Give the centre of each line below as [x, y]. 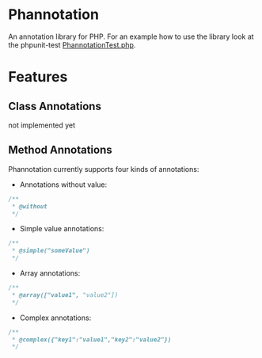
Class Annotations [55, 106]
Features [38, 77]
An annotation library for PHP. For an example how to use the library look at [131, 36]
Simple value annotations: [62, 229]
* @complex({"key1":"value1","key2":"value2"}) [91, 339]
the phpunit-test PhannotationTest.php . [72, 44]
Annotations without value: [63, 185]
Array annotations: [50, 273]
